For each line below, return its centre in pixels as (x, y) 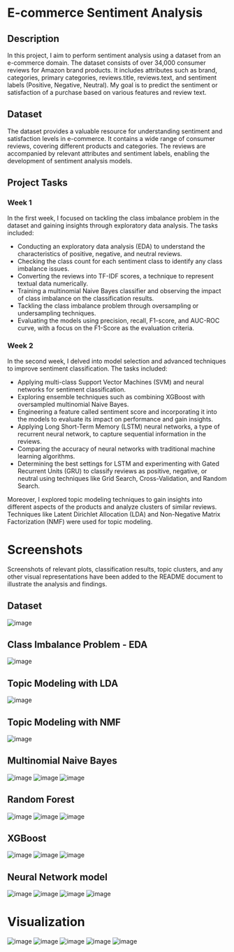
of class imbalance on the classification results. (86, 298)
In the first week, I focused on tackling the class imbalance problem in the (114, 218)
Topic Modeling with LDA (63, 683)
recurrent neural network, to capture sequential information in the (111, 433)
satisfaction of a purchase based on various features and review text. (107, 92)
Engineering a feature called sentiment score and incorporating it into (117, 411)
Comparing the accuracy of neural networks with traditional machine (116, 449)
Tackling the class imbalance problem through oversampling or (108, 306)
